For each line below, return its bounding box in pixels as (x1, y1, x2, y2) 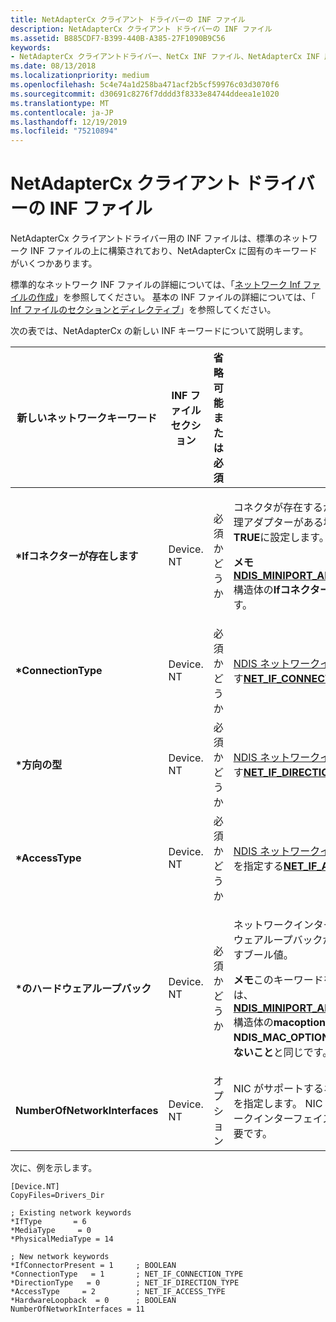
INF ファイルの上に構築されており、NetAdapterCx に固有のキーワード (29, 245, 318, 257)
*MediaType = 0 (10, 1226, 92, 1236)
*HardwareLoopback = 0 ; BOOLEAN (10, 1296, 177, 1306)
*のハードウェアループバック (15, 982, 152, 996)
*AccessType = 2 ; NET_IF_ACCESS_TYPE (10, 1287, 226, 1297)
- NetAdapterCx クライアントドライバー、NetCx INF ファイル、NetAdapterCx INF (10, 52, 320, 62)
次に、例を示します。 (10, 1162, 98, 1174)
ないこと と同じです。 (233, 1046, 333, 1060)
